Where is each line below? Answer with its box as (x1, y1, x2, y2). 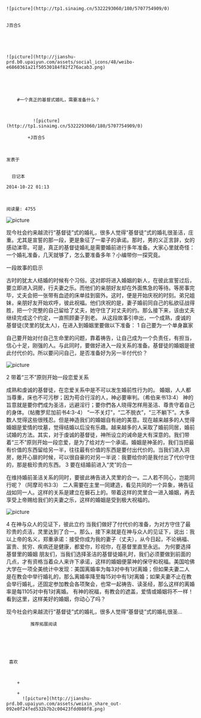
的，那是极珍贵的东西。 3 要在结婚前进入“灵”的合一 (6, 461, 133, 468)
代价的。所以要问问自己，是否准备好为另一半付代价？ (16, 349, 148, 356)
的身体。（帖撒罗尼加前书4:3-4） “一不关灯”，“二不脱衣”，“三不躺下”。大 (6, 409, 185, 416)
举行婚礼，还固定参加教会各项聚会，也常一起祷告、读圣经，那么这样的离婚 (11, 580, 195, 588)
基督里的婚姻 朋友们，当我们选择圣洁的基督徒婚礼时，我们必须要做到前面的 (6, 550, 191, 558)
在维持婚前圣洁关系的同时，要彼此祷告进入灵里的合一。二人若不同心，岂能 (6, 474, 190, 481)
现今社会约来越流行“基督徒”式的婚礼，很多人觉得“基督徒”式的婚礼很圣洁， (6, 229, 188, 236)
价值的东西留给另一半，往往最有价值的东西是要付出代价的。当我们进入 (11, 446, 184, 453)
